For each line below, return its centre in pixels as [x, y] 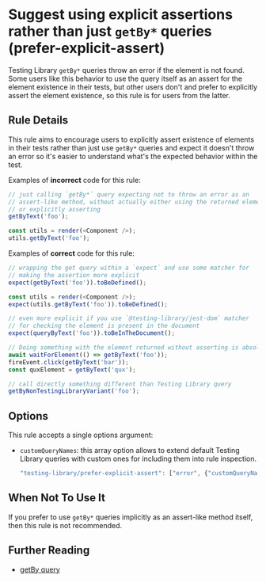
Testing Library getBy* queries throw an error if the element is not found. [127, 70]
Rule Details [38, 120]
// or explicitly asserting [55, 209]
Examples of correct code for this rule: [71, 253]
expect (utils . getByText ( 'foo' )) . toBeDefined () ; [88, 304]
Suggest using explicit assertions [121, 15]
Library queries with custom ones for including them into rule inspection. [138, 459]
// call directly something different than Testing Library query [120, 384]
